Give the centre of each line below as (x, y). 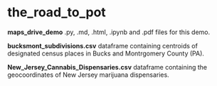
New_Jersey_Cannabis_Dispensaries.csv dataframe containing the (107, 67)
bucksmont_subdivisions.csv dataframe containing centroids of (102, 45)
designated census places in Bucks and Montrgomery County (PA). (106, 53)
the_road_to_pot (57, 12)
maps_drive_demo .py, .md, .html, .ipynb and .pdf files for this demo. (109, 32)
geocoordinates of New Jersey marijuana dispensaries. (88, 75)
